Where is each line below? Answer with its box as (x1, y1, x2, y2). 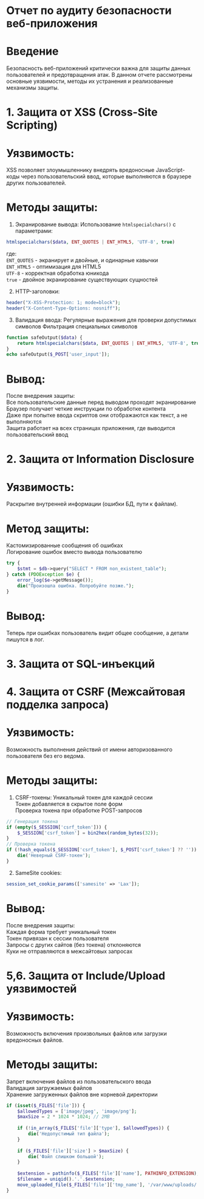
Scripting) (6, 118, 58, 132)
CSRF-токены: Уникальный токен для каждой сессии (15, 793, 153, 801)
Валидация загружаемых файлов (6, 1084, 92, 1091)
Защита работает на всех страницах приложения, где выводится (6, 425, 175, 432)
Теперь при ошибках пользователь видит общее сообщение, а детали (6, 629, 189, 637)
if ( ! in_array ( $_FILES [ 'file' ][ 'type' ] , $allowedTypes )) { (17, 1125, 170, 1131)
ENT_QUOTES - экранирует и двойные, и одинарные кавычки (6, 256, 158, 264)
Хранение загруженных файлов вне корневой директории (6, 1091, 158, 1098)
